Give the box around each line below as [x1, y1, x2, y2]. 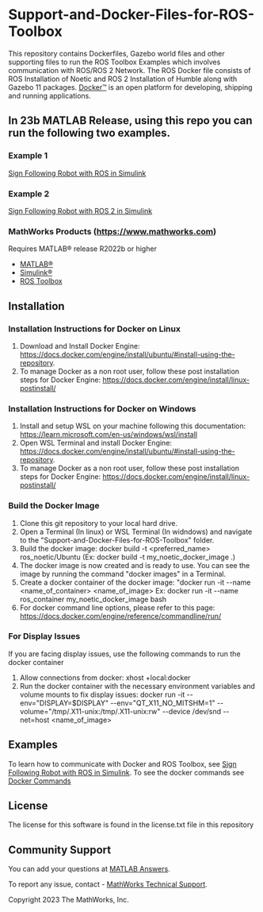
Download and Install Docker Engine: [19, 341, 140, 350]
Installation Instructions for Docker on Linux [8, 323, 181, 334]
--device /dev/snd [162, 706, 222, 716]
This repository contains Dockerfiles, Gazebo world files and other [8, 48, 225, 58]
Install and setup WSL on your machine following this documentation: [19, 421, 246, 431]
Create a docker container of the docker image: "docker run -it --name [19, 578, 251, 587]
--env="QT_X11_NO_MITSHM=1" [110, 698, 215, 708]
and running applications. [8, 91, 91, 100]
